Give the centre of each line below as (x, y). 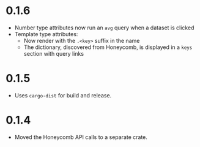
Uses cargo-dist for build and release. (63, 95)
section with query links (54, 53)
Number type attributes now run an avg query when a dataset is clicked (104, 28)
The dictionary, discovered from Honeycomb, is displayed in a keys (108, 47)
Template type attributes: (46, 34)
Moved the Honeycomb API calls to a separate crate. (81, 137)
